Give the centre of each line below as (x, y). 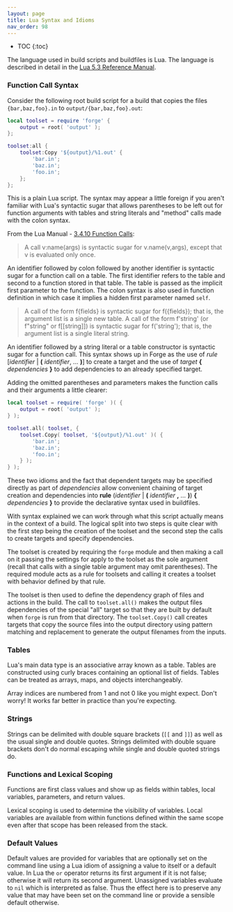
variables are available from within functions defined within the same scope (115, 818)
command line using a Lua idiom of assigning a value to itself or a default (112, 866)
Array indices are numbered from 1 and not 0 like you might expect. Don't (112, 693)
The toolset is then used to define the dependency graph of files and (106, 595)
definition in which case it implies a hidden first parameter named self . (109, 298)
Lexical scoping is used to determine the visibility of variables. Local (105, 810)
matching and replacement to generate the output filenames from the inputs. (117, 632)
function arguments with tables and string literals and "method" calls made (114, 213)
